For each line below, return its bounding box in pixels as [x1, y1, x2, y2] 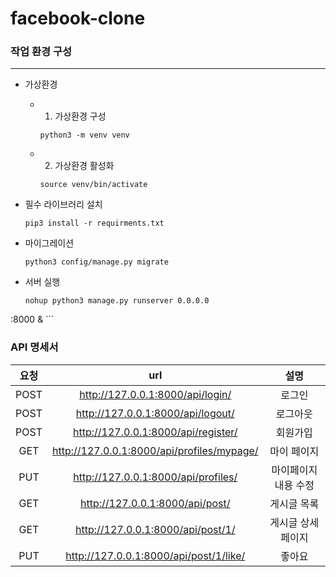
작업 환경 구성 [10, 45, 73, 59]
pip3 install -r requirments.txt [24, 218, 165, 229]
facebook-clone [10, 7, 146, 30]
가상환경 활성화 [54, 160, 115, 172]
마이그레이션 [24, 237, 75, 249]
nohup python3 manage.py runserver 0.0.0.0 [24, 296, 210, 306]
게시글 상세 [269, 515, 320, 529]
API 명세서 [10, 340, 59, 354]
